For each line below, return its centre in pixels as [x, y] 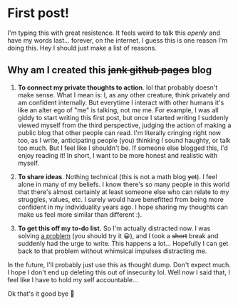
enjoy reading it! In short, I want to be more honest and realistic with [118, 155]
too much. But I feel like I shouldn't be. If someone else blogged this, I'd [123, 148]
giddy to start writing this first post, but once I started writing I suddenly [123, 117]
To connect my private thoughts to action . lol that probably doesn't [118, 87]
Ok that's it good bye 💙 [41, 294]
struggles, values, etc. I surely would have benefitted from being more [121, 199]
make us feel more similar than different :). [80, 214]
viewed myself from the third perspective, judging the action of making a [124, 125]
